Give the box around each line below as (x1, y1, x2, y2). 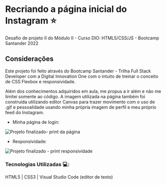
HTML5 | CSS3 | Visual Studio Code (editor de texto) (5, 174, 113, 180)
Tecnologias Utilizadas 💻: (5, 161, 70, 168)
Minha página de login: (12, 119, 60, 125)
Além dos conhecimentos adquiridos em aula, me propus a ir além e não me (5, 88, 162, 94)
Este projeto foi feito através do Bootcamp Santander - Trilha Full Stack (5, 68, 151, 74)
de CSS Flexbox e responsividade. (5, 78, 76, 84)
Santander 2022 (5, 40, 39, 46)
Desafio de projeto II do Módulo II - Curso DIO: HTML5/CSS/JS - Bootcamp (5, 35, 160, 41)
